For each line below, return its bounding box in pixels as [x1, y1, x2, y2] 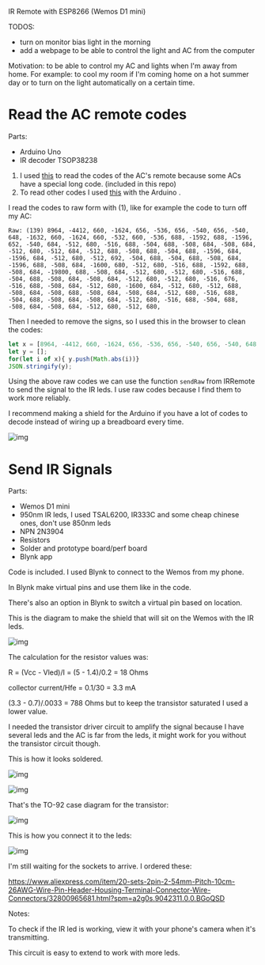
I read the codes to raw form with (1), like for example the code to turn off [8, 202, 248, 212]
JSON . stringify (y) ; [8, 362, 73, 370]
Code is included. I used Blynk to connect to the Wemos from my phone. [8, 567, 244, 577]
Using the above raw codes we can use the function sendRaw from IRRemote [8, 377, 256, 386]
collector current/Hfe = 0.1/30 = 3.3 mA [8, 683, 136, 693]
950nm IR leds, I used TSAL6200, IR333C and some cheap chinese [19, 510, 240, 520]
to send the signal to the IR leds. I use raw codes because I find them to [8, 385, 241, 395]
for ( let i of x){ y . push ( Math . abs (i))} [8, 355, 140, 363]
